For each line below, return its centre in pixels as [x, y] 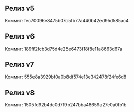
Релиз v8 [20, 92]
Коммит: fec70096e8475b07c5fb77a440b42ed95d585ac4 [67, 20]
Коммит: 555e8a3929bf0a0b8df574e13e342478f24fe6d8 [66, 77]
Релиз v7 [20, 65]
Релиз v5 [20, 8]
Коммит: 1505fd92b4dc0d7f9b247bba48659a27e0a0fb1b [66, 105]
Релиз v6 [20, 37]
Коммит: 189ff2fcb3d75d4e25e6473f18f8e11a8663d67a [63, 49]
